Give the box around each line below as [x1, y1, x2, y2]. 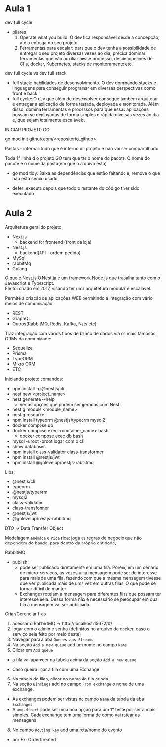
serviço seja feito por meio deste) [12, 631, 81, 637]
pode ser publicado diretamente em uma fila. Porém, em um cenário [19, 564, 159, 570]
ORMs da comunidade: [5, 336, 52, 341]
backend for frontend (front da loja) [19, 239, 92, 245]
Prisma [12, 350, 27, 356]
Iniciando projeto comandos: [5, 376, 63, 382]
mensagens [12, 717, 37, 723]
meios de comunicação [5, 300, 53, 306]
